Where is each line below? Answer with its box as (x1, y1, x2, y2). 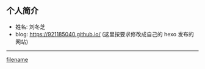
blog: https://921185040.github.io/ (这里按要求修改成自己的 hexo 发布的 (15, 30, 194, 38)
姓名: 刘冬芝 (15, 23, 46, 30)
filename (6, 56, 29, 63)
